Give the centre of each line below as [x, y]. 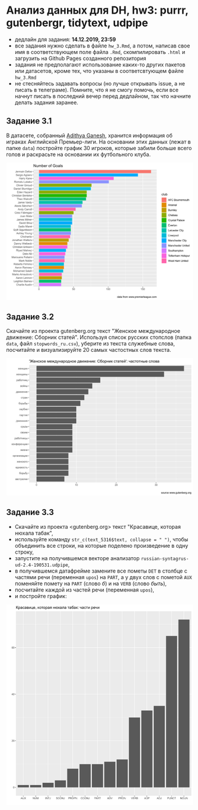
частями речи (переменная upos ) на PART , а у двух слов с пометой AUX [103, 577]
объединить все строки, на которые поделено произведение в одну [101, 545]
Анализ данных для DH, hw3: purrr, [97, 10]
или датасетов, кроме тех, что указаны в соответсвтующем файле [99, 71]
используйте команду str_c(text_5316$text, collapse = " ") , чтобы [101, 539]
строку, [24, 552]
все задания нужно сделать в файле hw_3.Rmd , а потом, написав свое [102, 46]
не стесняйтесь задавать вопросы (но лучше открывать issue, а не [100, 83]
